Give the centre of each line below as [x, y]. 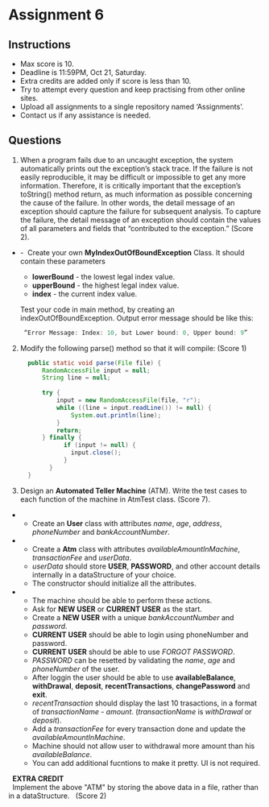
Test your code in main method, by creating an [97, 309]
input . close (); [97, 453]
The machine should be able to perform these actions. [122, 600]
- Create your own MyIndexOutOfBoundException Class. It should [132, 252]
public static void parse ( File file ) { [95, 363]
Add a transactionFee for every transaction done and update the [139, 728]
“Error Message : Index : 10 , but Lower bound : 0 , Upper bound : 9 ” [136, 333]
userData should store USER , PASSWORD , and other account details [146, 566]
